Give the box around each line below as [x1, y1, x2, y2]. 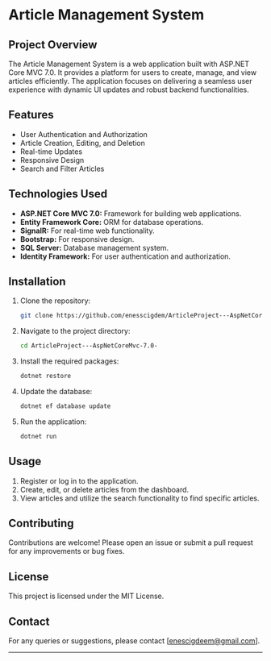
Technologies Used [8, 187, 107, 201]
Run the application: [19, 417, 87, 426]
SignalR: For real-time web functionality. [19, 226, 155, 235]
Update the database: [19, 387, 93, 397]
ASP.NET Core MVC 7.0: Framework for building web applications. [19, 208, 242, 218]
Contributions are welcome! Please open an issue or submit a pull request [8, 538, 254, 547]
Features [8, 108, 54, 122]
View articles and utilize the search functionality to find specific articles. [19, 493, 260, 503]
